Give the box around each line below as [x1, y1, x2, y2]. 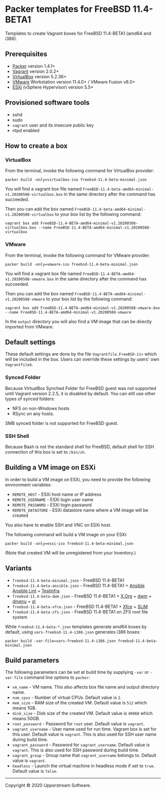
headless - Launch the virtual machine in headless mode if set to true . [12, 763, 155, 769]
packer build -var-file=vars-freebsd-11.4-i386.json [5, 638, 116, 644]
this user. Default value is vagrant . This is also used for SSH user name [12, 731, 157, 738]
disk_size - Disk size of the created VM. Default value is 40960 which [12, 710, 153, 716]
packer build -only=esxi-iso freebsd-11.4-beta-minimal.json [5, 541, 134, 546]
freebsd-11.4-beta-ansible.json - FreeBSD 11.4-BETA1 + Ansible [12, 582, 145, 588]
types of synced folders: [5, 396, 55, 402]
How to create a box [5, 141, 68, 150]
